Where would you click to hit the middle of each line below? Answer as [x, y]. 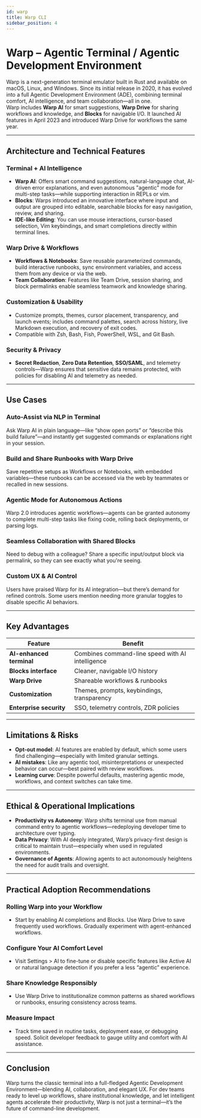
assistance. [29, 1044]
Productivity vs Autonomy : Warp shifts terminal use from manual [96, 820]
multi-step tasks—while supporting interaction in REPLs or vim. [92, 194]
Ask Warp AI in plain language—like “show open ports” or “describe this [95, 430]
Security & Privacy [34, 350]
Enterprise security [37, 708]
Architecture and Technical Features [76, 151]
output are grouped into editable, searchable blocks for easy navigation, [104, 207]
